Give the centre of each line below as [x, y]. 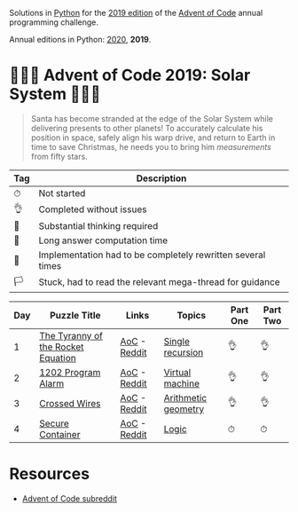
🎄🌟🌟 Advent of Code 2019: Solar [130, 75]
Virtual [177, 372]
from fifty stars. [59, 156]
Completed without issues [93, 209]
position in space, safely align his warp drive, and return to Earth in [153, 138]
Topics [192, 315]
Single [177, 341]
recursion [184, 352]
